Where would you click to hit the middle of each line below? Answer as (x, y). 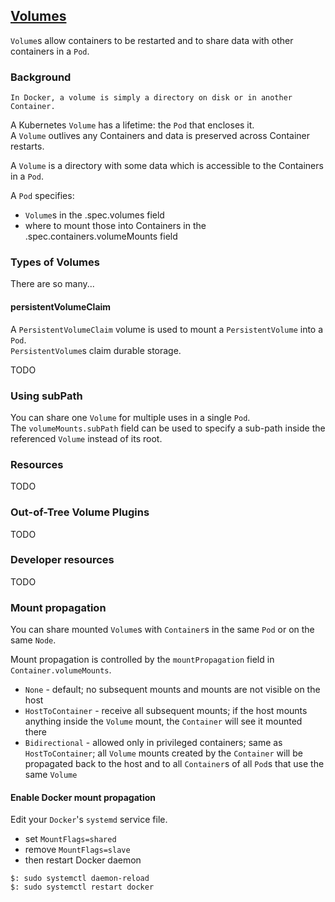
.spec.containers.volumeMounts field (101, 236)
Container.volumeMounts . (61, 670)
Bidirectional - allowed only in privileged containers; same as (153, 743)
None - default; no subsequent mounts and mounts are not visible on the (172, 690)
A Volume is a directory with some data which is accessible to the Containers (167, 166)
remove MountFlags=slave (77, 850)
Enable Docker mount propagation (83, 797)
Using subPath (46, 396)
